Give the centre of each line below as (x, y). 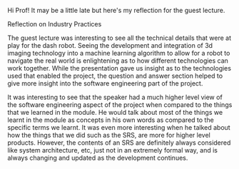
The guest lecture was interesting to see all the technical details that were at (119, 38)
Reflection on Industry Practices (55, 24)
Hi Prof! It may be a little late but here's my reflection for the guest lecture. (116, 10)
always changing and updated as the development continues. (98, 158)
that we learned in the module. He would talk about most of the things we (115, 112)
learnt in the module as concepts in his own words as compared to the (111, 120)
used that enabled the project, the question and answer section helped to (115, 76)
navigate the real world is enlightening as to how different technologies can (118, 61)
